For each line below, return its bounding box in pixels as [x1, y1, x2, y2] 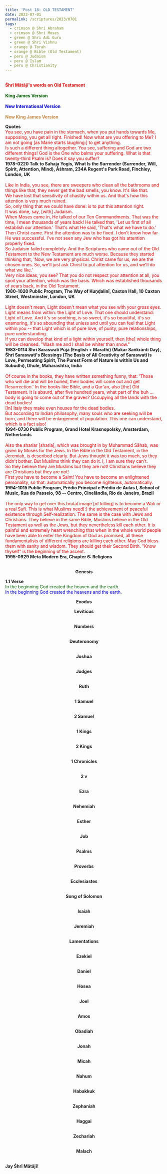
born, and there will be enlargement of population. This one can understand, [5, 416, 162, 422]
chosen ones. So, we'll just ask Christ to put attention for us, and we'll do [5, 262, 155, 268]
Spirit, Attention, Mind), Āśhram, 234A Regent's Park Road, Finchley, [5, 166, 151, 172]
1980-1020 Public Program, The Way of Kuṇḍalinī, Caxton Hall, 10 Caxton [5, 288, 160, 294]
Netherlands [5, 432, 32, 438]
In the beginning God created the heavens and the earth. [5, 589, 122, 595]
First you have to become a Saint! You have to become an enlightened [5, 474, 149, 480]
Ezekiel [76, 953, 92, 960]
